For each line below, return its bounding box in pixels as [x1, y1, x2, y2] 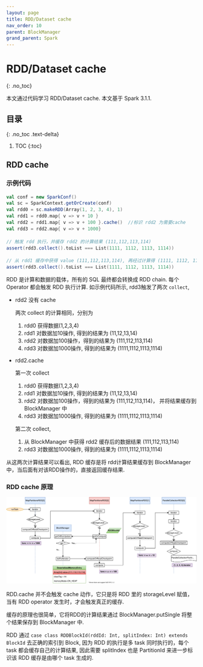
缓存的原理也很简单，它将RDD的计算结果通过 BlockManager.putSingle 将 [6, 611, 187, 619]
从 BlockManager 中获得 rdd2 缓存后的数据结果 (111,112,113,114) [24, 438, 179, 445]
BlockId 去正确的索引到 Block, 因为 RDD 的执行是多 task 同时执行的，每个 [6, 639, 189, 646]
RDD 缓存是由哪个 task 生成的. [18, 654, 94, 662]
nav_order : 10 [6, 22, 42, 28]
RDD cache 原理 [6, 482, 53, 491]
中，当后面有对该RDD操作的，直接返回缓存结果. [6, 466, 125, 473]
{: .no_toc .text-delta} [6, 130, 59, 137]
